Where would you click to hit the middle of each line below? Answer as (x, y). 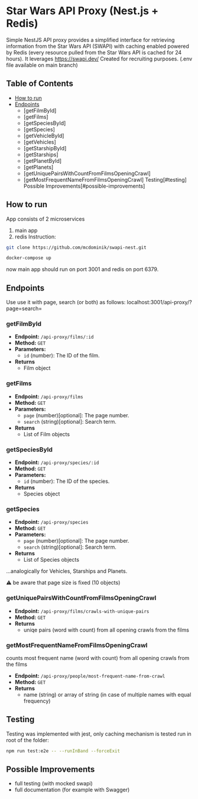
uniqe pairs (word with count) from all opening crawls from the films (106, 630)
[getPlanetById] (43, 160)
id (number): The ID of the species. (66, 481)
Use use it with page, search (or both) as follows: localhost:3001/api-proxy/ (98, 302)
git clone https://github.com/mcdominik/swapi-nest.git (76, 247)
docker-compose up (29, 258)
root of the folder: (27, 740)
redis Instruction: (35, 236)
